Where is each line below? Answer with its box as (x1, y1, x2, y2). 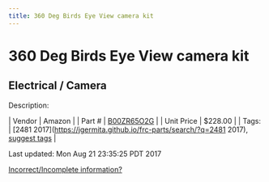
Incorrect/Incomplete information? (8, 164, 123, 174)
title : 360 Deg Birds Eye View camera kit (8, 11, 154, 20)
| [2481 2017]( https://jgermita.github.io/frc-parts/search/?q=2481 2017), (8, 125, 249, 134)
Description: (8, 100, 49, 110)
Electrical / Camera (8, 78, 107, 93)
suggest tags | (8, 133, 57, 142)
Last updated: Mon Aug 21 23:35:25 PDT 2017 (8, 149, 162, 159)
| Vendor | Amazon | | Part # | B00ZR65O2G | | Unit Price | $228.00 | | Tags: (8, 116, 262, 125)
